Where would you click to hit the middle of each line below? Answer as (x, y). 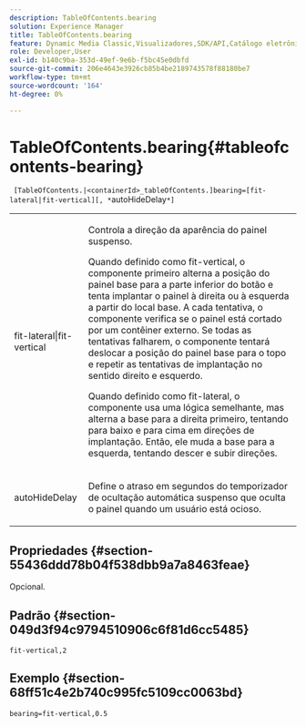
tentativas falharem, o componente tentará (179, 342)
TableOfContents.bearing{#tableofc (149, 147)
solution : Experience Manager (67, 26)
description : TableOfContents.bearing (83, 18)
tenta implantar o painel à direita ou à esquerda (189, 296)
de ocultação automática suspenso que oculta (187, 497)
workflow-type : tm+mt (51, 77)
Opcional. (27, 587)
